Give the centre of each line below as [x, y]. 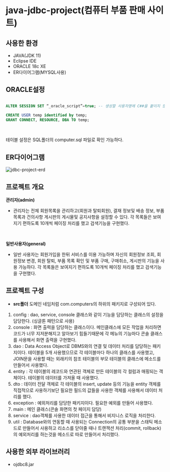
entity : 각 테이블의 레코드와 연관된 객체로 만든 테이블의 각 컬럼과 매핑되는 [85, 371]
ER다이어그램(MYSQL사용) [40, 72]
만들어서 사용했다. [31, 365]
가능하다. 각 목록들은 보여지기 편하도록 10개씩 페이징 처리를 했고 [81, 267]
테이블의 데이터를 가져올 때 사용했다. [64, 377]
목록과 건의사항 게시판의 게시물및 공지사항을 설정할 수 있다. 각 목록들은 [82, 217]
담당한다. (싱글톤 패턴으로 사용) [44, 321]
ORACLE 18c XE [30, 66]
